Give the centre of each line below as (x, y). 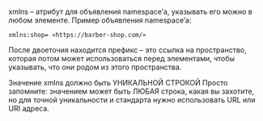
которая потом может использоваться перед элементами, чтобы (122, 58)
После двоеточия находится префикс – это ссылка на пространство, (127, 50)
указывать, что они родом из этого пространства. (95, 67)
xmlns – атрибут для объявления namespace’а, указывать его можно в (130, 12)
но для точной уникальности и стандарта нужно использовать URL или (132, 100)
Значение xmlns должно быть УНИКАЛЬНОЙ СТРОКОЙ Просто (118, 83)
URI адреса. (29, 108)
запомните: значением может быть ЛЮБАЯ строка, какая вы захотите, (131, 91)
